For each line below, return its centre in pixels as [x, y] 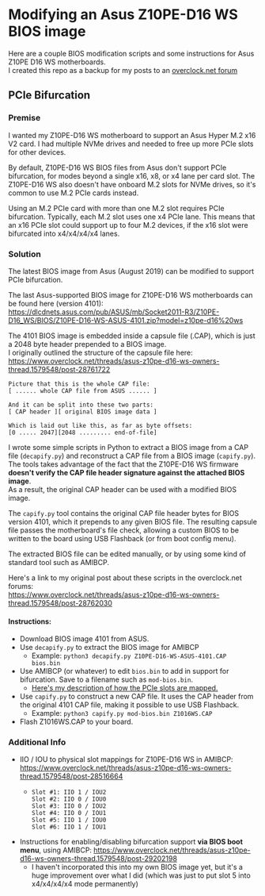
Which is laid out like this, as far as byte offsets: [100, 425]
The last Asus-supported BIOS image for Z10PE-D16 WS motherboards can [131, 294]
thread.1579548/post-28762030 [61, 603]
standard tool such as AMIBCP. [59, 562]
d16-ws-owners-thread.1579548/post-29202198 [98, 859]
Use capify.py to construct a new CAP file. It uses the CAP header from [136, 697]
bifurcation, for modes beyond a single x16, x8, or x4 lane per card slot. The [132, 175]
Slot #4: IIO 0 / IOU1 [69, 813]
